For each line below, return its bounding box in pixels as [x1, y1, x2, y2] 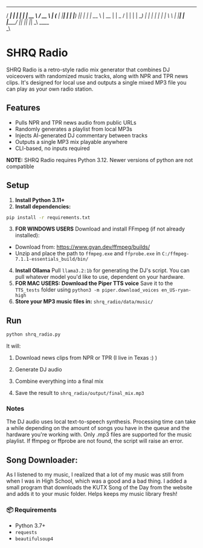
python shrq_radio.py [6, 331, 61, 338]
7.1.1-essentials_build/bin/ [14, 256, 89, 263]
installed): [14, 232, 40, 239]
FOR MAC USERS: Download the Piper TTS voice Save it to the [14, 279, 173, 287]
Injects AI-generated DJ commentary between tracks [14, 131, 148, 139]
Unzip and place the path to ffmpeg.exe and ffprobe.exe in [14, 250, 161, 257]
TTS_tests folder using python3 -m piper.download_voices [14, 286, 159, 293]
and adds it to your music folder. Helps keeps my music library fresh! [6, 491, 178, 498]
